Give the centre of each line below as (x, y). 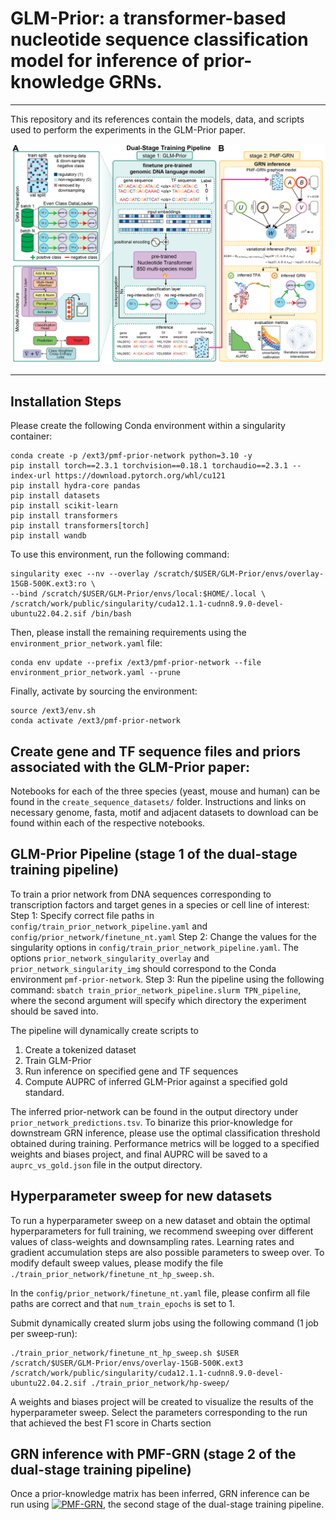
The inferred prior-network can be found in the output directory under (154, 1111)
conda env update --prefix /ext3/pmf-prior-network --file (136, 663)
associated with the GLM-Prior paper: (130, 767)
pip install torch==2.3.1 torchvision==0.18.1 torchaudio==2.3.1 (149, 466)
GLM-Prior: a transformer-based (148, 18)
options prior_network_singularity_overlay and (110, 958)
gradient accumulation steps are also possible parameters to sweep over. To (167, 1252)
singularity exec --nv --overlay (80, 574)
